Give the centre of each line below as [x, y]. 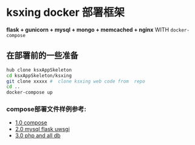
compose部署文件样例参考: [46, 109]
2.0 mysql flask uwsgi [42, 129]
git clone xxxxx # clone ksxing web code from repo [76, 81]
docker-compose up [29, 93]
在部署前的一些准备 [42, 56]
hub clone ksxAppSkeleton [39, 70]
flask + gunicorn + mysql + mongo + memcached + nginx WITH [88, 29]
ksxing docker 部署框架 [66, 12]
